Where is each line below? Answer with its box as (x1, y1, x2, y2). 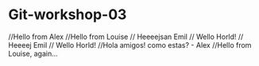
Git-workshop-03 (8, 6, 127, 24)
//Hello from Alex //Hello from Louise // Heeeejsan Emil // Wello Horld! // (8, 32, 244, 41)
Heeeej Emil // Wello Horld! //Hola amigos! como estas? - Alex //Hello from (8, 40, 252, 49)
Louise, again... (8, 49, 58, 58)
